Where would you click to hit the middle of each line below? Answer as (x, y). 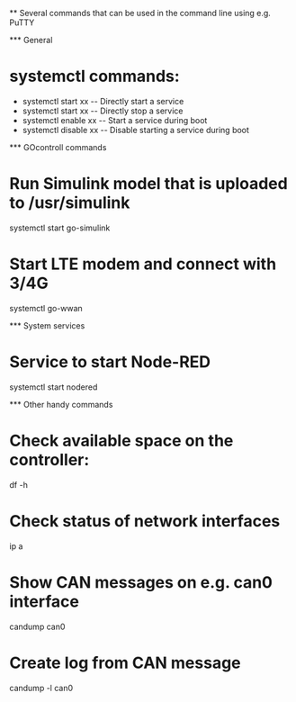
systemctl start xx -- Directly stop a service (103, 111)
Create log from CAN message (125, 663)
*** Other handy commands (61, 404)
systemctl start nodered (54, 387)
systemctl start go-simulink (60, 228)
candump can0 (37, 626)
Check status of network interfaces (145, 521)
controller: (49, 459)
